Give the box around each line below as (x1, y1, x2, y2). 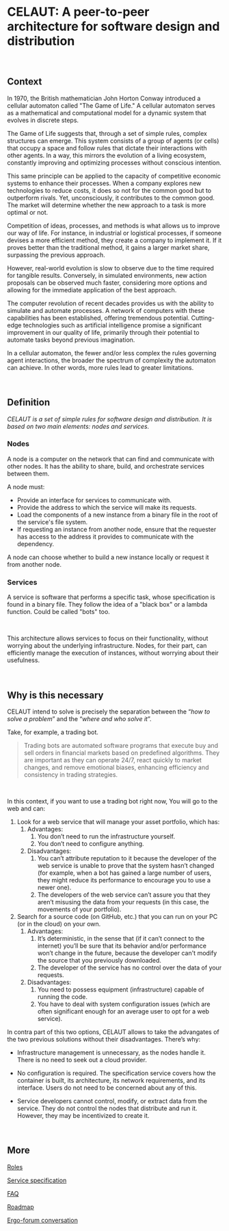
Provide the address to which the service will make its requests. (16, 503, 197, 511)
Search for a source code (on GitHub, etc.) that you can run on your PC (16, 912, 218, 920)
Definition (7, 397, 50, 408)
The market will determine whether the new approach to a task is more (7, 200, 206, 209)
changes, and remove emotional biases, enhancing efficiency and (23, 763, 210, 771)
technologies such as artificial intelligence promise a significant (23, 320, 202, 329)
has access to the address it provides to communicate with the (16, 532, 194, 541)
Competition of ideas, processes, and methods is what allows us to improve (7, 221, 220, 230)
